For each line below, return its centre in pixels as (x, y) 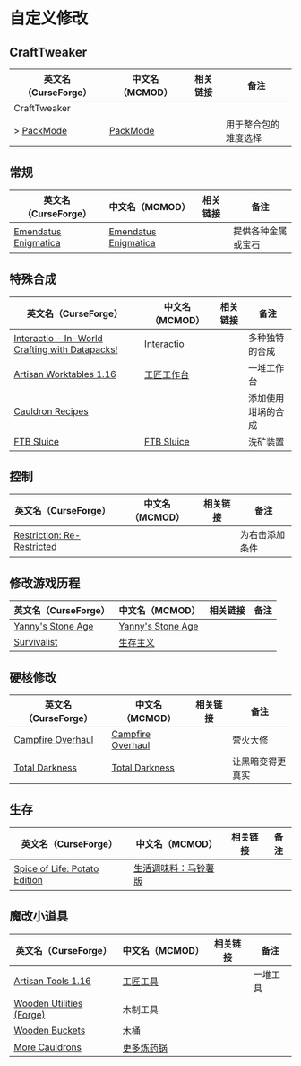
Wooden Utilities (48, 1003)
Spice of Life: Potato (56, 868)
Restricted (35, 547)
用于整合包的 (253, 124)
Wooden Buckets (50, 1030)
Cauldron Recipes (51, 411)
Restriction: (38, 535)
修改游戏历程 (45, 583)
